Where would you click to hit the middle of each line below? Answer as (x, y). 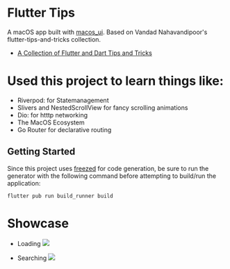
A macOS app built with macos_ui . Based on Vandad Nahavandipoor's (107, 32)
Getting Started (41, 152)
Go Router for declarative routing (64, 129)
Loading (29, 243)
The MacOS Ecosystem (51, 122)
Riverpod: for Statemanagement (63, 100)
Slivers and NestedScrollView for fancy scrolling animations (102, 107)
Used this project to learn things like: (115, 81)
